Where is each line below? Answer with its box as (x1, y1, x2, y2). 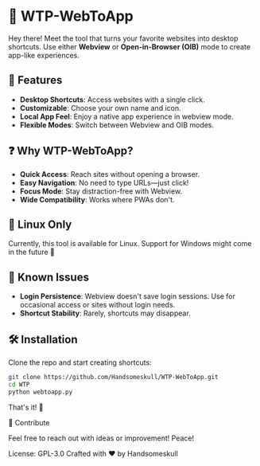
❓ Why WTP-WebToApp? (8, 144, 134, 158)
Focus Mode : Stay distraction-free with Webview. (19, 186, 183, 196)
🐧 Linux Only (8, 217, 72, 231)
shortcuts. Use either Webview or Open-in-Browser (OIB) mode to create (8, 41, 251, 51)
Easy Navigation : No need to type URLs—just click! (19, 178, 189, 187)
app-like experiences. (8, 50, 80, 60)
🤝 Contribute (8, 417, 50, 427)
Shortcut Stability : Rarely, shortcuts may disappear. (19, 308, 191, 318)
